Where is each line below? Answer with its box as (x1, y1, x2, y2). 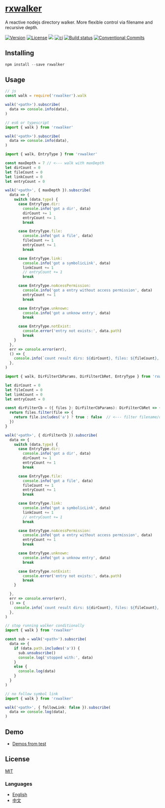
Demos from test (12, 741, 47, 746)
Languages (5, 780, 33, 787)
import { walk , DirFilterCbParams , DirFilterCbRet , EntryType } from (5, 374, 151, 379)
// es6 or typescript (5, 120, 50, 125)
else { (14, 664, 27, 669)
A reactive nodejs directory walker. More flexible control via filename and (5, 19, 153, 25)
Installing (5, 49, 34, 57)
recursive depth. (5, 24, 38, 30)
